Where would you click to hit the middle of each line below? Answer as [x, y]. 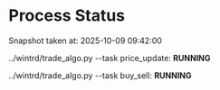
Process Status [67, 16]
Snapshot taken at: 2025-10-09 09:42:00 [85, 40]
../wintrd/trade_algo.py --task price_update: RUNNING [110, 58]
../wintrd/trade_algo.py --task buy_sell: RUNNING [100, 75]
